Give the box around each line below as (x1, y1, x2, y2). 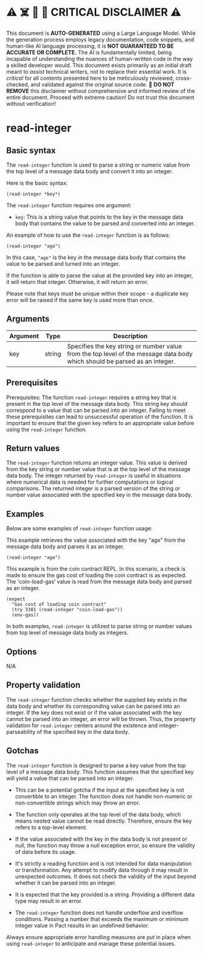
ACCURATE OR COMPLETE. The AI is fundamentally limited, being (6, 48, 172, 56)
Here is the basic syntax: (6, 179, 68, 187)
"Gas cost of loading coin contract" (11, 602, 107, 608)
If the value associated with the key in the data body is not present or (14, 835, 187, 842)
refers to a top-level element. (14, 823, 88, 831)
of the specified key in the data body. (36, 728, 130, 735)
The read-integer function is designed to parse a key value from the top (6, 762, 186, 769)
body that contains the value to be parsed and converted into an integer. (14, 219, 195, 227)
